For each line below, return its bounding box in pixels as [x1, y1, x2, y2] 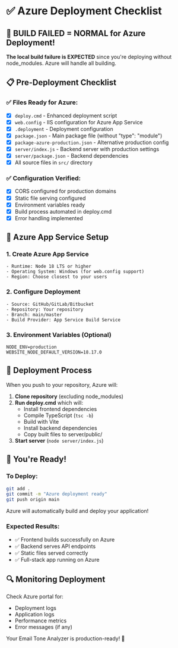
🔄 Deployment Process [6, 365, 92, 375]
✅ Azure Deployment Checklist [6, 4, 162, 18]
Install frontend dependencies [23, 405, 97, 412]
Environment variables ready [14, 201, 85, 208]
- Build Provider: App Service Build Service [6, 317, 120, 323]
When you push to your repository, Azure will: [6, 381, 118, 388]
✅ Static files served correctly [14, 549, 88, 556]
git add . [6, 486, 31, 492]
